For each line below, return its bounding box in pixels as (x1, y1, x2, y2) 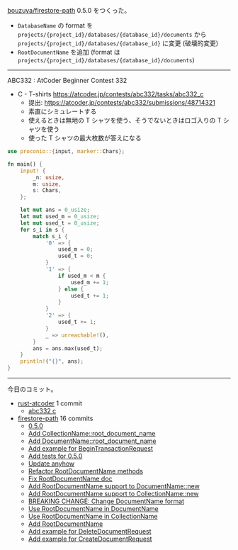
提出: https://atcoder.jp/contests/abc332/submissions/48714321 (28, 99, 216, 106)
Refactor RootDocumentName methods (28, 467, 144, 475)
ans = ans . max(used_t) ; (33, 344, 103, 352)
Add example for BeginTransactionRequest (28, 444, 154, 452)
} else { (57, 286, 84, 293)
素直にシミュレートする (28, 107, 97, 116)
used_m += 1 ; (70, 279, 110, 286)
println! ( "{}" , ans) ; (20, 358, 84, 365)
